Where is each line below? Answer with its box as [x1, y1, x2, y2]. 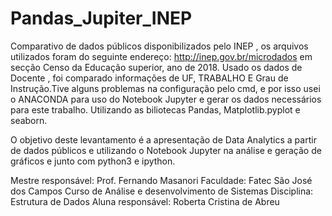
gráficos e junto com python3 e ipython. [10, 155, 176, 167]
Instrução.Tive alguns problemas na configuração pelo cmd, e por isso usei [10, 82, 321, 94]
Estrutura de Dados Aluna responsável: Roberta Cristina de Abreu [10, 195, 280, 207]
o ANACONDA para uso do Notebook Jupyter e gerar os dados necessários [10, 93, 322, 105]
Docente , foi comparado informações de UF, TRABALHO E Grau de [10, 72, 289, 84]
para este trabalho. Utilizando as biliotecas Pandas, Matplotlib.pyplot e [10, 103, 301, 116]
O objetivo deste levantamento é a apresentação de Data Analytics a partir [10, 133, 317, 146]
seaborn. [10, 114, 48, 126]
